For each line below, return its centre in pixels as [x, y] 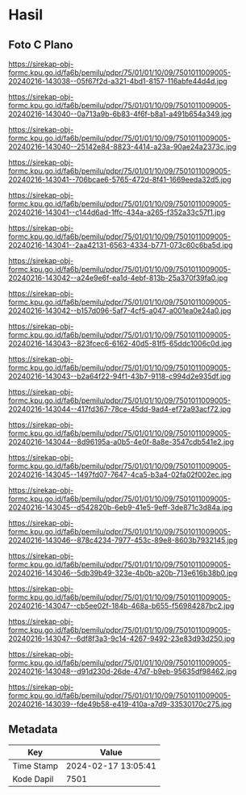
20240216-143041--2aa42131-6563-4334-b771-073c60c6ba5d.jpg [121, 245]
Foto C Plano [41, 45]
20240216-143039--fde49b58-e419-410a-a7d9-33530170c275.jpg [120, 704]
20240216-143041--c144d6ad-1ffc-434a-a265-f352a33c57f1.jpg [117, 212]
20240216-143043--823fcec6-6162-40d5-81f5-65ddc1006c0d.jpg [120, 343]
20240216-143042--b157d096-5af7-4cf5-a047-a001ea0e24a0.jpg [120, 311]
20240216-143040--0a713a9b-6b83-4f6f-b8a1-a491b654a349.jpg [120, 114]
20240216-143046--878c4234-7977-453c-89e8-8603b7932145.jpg [123, 540]
